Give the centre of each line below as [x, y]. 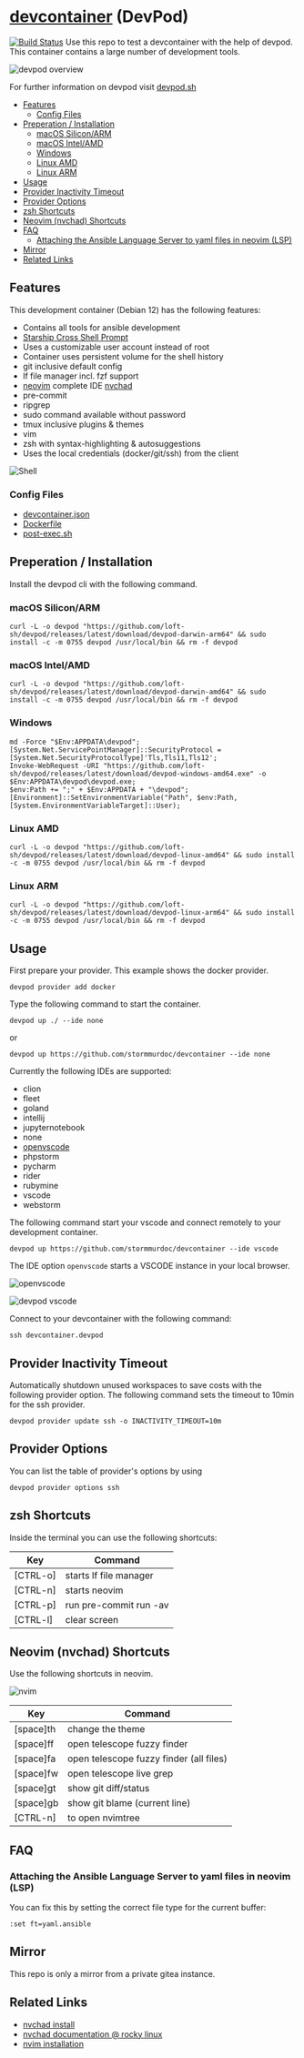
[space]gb [36, 1803]
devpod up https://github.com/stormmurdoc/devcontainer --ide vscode [144, 1249]
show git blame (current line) [129, 1803]
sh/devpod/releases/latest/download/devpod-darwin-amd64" [122, 692]
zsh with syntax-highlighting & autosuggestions [111, 443]
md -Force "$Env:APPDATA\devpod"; [75, 742]
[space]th [35, 1729]
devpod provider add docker [63, 988]
